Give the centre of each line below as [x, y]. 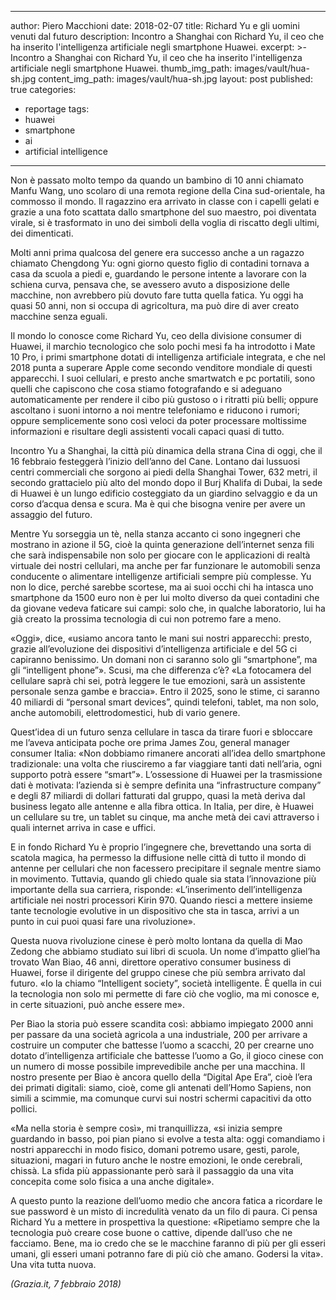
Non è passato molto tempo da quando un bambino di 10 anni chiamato [157, 180]
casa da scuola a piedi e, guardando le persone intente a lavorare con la [158, 274]
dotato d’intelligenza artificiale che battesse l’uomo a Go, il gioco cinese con [167, 1055]
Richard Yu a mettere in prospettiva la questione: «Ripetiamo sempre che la [165, 1222]
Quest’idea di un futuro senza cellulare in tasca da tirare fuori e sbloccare [161, 732]
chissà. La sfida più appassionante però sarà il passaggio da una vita [152, 1170]
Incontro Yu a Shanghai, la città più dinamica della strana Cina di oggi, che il [166, 450]
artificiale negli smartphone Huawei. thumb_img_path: [121, 68]
